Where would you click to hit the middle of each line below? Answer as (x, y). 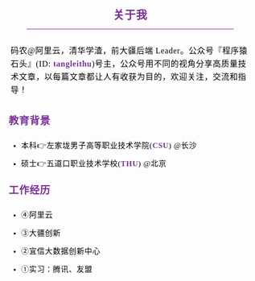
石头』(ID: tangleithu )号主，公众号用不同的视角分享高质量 (125, 64)
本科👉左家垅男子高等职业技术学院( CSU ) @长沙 (109, 145)
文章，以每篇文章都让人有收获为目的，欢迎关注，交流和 (129, 77)
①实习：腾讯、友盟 (57, 269)
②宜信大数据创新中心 (61, 251)
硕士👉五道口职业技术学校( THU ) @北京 (94, 164)
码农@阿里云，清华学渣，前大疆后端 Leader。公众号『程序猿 (130, 51)
